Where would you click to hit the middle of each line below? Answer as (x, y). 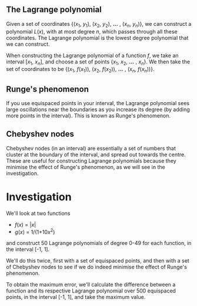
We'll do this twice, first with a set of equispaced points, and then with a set (98, 261)
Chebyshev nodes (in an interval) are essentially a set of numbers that (91, 148)
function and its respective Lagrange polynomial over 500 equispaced (91, 291)
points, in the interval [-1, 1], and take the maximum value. (76, 297)
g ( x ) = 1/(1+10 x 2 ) (35, 231)
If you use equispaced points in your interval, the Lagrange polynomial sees (98, 103)
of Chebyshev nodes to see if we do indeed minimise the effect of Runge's (96, 267)
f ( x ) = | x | (25, 224)
